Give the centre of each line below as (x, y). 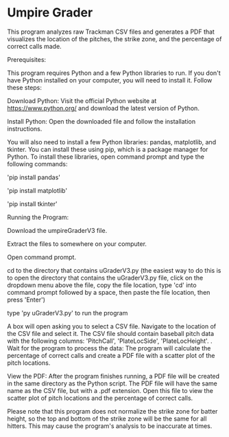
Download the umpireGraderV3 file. (57, 230)
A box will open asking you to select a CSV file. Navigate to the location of (112, 326)
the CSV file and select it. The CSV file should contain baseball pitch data (111, 333)
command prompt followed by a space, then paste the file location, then (109, 292)
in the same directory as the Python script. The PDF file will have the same (112, 383)
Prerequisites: (27, 59)
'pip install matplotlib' (37, 190)
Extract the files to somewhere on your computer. (77, 244)
